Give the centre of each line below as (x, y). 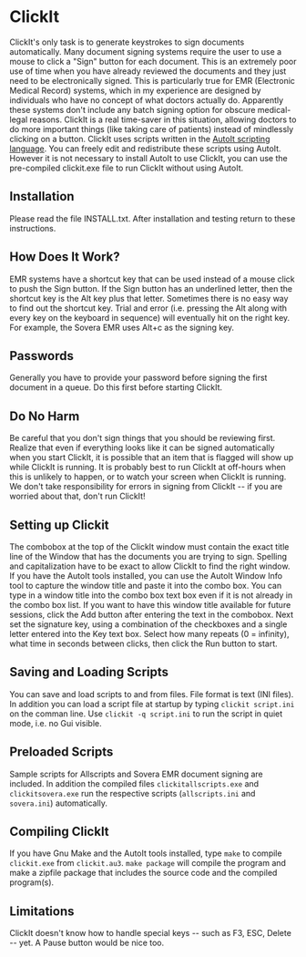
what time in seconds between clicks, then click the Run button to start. (143, 643)
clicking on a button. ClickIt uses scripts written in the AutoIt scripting (140, 139)
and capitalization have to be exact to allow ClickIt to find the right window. (150, 566)
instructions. (33, 228)
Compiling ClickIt (59, 832)
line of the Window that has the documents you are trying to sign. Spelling (148, 556)
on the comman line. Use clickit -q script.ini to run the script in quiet (146, 714)
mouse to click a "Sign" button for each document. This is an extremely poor (153, 61)
